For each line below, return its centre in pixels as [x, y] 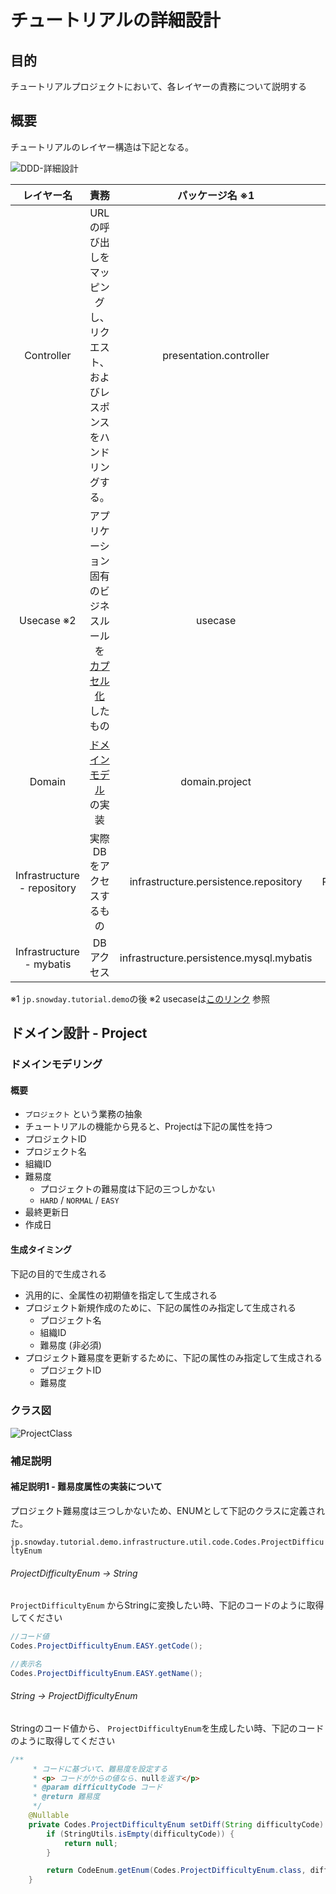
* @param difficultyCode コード [97, 1787]
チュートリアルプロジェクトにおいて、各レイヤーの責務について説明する [158, 86]
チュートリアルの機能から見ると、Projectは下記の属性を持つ [148, 1127]
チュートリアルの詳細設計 [115, 20]
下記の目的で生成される [58, 1273]
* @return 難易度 [66, 1797]
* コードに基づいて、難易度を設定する [100, 1769]
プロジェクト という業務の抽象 [83, 1114]
